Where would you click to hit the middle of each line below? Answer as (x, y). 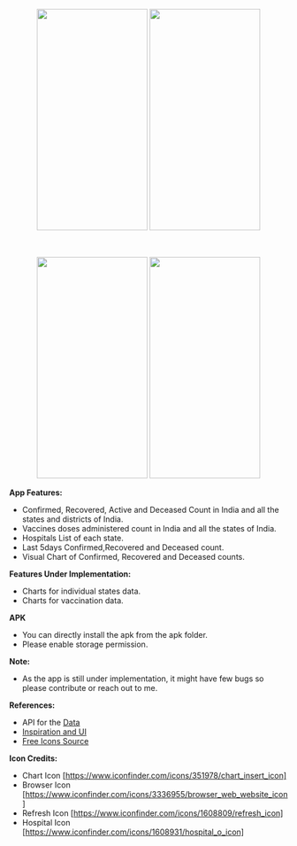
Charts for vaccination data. (72, 601)
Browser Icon (46, 785)
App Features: (36, 493)
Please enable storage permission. (85, 644)
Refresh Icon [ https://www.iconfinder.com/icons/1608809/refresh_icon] (152, 813)
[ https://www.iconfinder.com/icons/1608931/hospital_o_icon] (133, 832)
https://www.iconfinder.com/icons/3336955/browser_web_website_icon (156, 794)
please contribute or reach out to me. (90, 688)
